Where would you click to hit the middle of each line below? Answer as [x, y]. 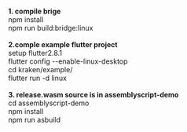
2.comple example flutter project [63, 44]
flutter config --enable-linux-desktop [68, 61]
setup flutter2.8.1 [35, 53]
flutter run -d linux [37, 78]
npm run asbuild [35, 120]
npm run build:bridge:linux [51, 28]
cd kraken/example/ [40, 70]
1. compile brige [35, 11]
